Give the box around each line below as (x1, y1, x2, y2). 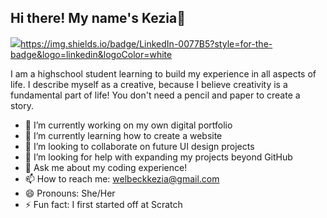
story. (10, 99, 35, 111)
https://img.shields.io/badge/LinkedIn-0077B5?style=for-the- (20, 37, 273, 50)
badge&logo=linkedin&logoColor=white (10, 48, 173, 60)
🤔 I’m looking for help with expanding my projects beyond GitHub (24, 151, 293, 163)
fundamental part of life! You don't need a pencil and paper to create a (10, 89, 301, 101)
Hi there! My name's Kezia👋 (10, 10, 186, 27)
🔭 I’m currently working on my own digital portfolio (24, 119, 233, 131)
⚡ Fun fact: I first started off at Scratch (24, 198, 183, 210)
